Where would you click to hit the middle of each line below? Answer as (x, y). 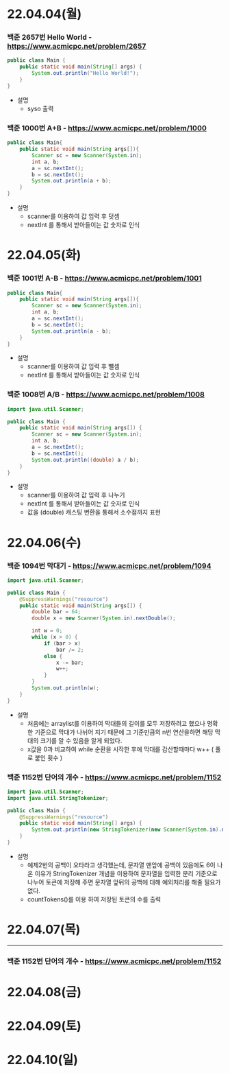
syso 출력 (40, 108)
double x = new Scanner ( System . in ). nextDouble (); (104, 618)
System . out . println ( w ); (65, 688)
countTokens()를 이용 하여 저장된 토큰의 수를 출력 (94, 899)
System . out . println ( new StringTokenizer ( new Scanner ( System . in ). (127, 830)
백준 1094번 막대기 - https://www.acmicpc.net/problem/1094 (109, 565)
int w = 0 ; (47, 631)
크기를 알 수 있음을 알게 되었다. (81, 740)
